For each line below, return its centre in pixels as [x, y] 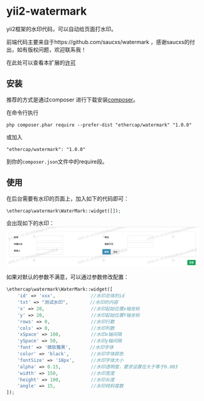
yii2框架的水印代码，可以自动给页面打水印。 [62, 29]
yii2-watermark [47, 11]
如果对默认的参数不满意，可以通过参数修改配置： [68, 277]
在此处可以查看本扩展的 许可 [41, 62]
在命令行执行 [22, 112]
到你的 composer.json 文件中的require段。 [57, 161]
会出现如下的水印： [30, 223]
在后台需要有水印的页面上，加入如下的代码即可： [68, 198]
